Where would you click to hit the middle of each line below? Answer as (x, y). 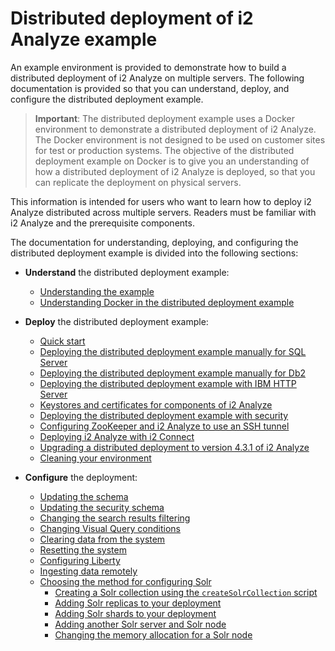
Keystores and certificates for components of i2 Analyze (156, 404)
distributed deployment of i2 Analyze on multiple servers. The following (157, 78)
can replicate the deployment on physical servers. (138, 182)
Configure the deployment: (81, 477)
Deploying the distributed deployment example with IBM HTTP (168, 383)
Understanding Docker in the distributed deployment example (167, 302)
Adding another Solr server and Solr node (140, 624)
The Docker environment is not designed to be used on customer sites (180, 139)
